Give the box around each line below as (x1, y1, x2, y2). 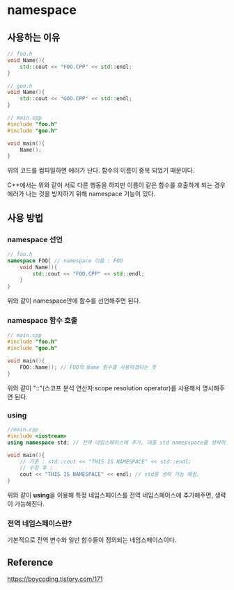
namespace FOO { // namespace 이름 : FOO (7, 257, 123, 264)
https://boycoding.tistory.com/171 (7, 575, 103, 583)
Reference (7, 556, 54, 568)
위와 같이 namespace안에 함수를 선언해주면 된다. (7, 296, 141, 305)
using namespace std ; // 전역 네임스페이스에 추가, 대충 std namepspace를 (7, 439, 209, 446)
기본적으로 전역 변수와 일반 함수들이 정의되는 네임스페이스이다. (7, 536, 177, 544)
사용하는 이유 (7, 31, 61, 43)
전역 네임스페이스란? (7, 518, 72, 528)
